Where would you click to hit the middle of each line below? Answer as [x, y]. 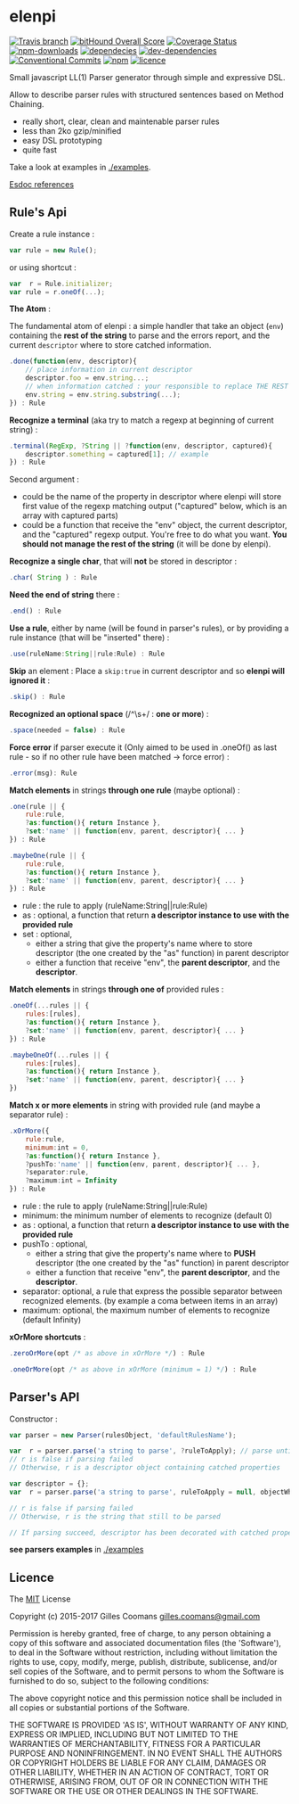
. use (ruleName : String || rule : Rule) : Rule [87, 654]
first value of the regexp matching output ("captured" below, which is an [154, 507]
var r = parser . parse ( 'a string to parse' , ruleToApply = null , [133, 1492]
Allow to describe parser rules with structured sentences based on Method [147, 95]
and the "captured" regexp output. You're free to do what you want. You [154, 535]
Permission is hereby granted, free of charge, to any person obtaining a [140, 1634]
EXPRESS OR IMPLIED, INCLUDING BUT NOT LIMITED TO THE [124, 1734]
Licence [32, 1577]
